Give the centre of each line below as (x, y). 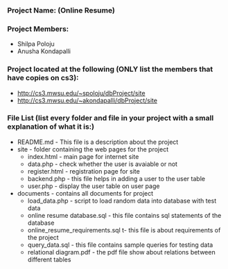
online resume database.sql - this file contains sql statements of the (124, 215)
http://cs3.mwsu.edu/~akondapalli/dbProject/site (87, 100)
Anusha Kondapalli (44, 51)
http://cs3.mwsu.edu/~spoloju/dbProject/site (81, 93)
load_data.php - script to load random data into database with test (122, 201)
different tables (49, 259)
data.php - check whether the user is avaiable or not (103, 164)
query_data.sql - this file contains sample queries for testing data (120, 245)
